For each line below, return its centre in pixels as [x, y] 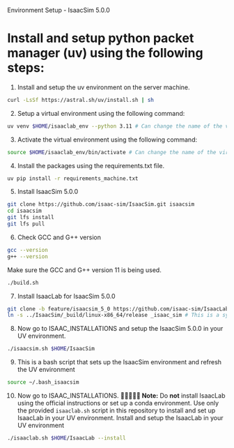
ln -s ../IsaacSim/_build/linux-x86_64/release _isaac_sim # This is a [113, 315]
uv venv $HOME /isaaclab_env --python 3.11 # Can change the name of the [115, 126]
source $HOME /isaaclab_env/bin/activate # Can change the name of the [112, 152]
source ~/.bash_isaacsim [43, 382]
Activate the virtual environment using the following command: [107, 140]
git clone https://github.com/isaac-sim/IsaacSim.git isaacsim [101, 204]
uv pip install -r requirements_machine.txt [73, 178]
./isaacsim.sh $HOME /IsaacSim [51, 349]
